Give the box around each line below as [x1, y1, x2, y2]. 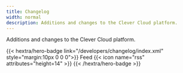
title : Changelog [6, 8, 50, 15]
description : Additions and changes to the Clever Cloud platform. [6, 20, 178, 26]
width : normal [6, 14, 42, 20]
